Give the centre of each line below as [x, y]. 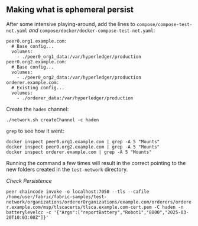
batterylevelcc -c [29, 212]
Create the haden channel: [38, 109]
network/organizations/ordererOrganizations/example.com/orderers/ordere [99, 202]
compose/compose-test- [165, 24]
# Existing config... [38, 88]
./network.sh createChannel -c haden [53, 120]
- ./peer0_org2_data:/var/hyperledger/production [79, 77]
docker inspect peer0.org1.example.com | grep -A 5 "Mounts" [83, 141]
